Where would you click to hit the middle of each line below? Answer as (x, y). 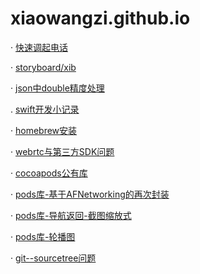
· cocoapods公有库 (49, 173)
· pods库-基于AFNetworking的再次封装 (90, 194)
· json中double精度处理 (57, 88)
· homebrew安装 (44, 130)
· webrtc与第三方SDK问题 (62, 151)
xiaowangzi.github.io (100, 18)
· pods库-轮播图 (43, 236)
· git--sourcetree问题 (53, 258)
